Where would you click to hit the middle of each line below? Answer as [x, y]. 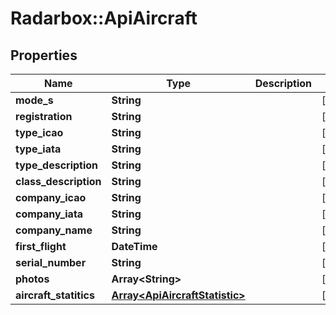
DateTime [134, 246]
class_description [58, 181]
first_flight [41, 246]
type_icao [39, 132]
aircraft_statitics [55, 295]
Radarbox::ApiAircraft [104, 18]
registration [44, 116]
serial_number [51, 262]
